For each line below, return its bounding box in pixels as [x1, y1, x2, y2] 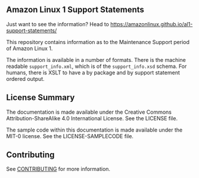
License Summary [6, 92, 75, 103]
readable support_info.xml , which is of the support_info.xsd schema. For [6, 63, 187, 70]
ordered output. [6, 75, 45, 82]
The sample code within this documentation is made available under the [6, 126, 183, 133]
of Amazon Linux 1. [6, 45, 53, 52]
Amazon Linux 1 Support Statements [6, 5, 145, 15]
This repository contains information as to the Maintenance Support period [6, 38, 189, 45]
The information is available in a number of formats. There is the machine [6, 56, 186, 63]
